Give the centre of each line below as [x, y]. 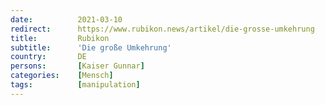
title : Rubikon [60, 38]
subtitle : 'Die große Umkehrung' [91, 47]
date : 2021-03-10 [66, 19]
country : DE [48, 57]
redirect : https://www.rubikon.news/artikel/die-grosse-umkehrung [162, 29]
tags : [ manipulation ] [75, 85]
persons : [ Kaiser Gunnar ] [77, 66]
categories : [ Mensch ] [62, 76]
